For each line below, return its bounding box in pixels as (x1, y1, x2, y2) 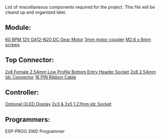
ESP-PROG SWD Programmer (5, 128, 65, 134)
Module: (5, 23, 31, 32)
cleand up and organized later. (5, 9, 67, 15)
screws (5, 42, 20, 47)
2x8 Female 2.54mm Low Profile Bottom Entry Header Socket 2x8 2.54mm (5, 69, 156, 75)
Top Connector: (5, 56, 54, 64)
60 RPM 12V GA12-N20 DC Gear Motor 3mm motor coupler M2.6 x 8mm (5, 36, 151, 42)
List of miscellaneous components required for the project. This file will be (5, 4, 156, 10)
